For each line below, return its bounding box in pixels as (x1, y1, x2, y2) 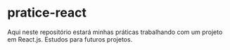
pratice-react (7, 5, 87, 21)
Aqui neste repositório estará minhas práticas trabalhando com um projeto (7, 28, 223, 36)
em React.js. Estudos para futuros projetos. (7, 35, 133, 43)
